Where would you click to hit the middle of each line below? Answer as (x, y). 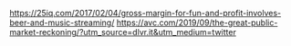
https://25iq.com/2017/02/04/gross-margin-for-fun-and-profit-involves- (145, 13)
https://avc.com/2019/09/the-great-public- (197, 23)
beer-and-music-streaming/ (62, 23)
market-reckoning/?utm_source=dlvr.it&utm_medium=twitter (123, 32)
